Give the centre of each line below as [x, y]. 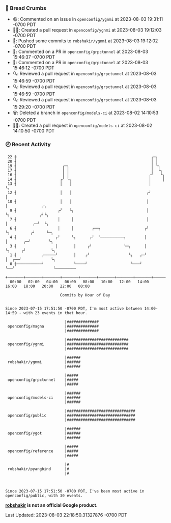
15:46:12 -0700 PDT [33, 68]
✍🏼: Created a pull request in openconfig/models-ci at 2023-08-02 [82, 126]
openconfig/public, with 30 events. [44, 496]
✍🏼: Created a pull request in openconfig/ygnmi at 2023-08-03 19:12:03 [87, 30]
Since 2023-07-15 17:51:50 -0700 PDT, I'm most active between [74, 308]
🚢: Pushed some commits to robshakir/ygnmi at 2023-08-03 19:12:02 [85, 41]
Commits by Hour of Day [85, 295]
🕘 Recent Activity [28, 145]
